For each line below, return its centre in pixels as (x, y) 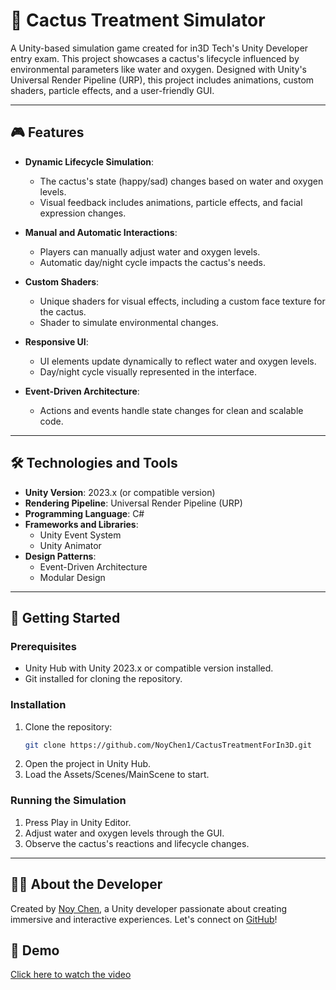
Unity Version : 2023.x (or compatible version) (120, 492)
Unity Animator (70, 545)
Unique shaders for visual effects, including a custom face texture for (182, 301)
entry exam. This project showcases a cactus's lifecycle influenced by (155, 58)
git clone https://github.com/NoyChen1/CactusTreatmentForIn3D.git (168, 745)
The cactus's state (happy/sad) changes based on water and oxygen (181, 181)
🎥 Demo (35, 950)
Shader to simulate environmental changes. (129, 322)
